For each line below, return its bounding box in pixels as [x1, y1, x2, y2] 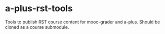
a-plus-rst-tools [5, 3, 73, 14]
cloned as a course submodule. [5, 24, 69, 30]
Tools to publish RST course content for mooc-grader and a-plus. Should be [5, 19, 161, 25]
